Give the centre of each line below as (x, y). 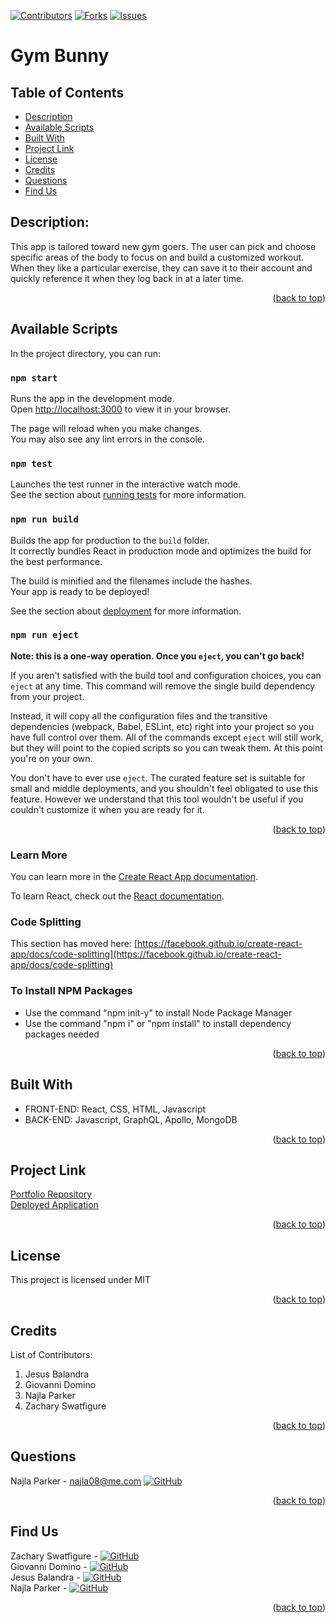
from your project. (47, 696)
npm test (31, 463)
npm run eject (44, 635)
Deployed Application (54, 1205)
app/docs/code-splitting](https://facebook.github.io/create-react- (146, 954)
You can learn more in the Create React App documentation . (134, 877)
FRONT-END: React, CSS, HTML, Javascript (115, 1109)
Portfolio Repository (51, 1194)
